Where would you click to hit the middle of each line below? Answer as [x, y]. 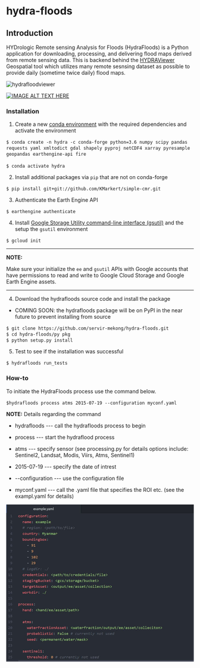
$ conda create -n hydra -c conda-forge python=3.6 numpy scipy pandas [97, 142]
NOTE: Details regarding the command [54, 414]
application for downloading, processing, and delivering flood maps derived [99, 54]
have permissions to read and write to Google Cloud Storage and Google [95, 275]
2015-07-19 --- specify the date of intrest [65, 466]
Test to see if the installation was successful [69, 352]
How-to [17, 378]
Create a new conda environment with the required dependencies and [101, 124]
